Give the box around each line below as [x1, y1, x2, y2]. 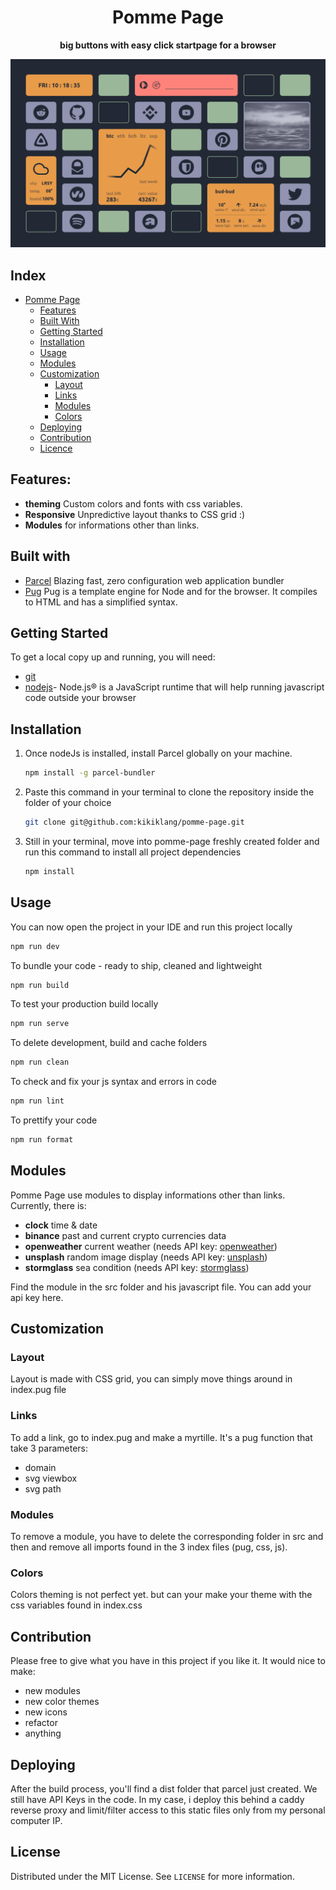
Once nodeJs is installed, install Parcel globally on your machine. [24, 747, 293, 760]
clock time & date [24, 1219, 98, 1231]
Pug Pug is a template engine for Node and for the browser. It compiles [24, 585, 318, 597]
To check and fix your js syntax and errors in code [10, 1076, 217, 1088]
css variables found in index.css [10, 1599, 143, 1611]
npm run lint [10, 1096, 65, 1106]
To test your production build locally [10, 998, 159, 1010]
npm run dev [10, 941, 60, 951]
